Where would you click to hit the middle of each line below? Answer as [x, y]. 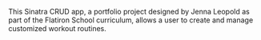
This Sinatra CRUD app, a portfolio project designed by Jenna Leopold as [129, 12]
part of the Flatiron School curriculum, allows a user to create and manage [131, 20]
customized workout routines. [57, 28]
